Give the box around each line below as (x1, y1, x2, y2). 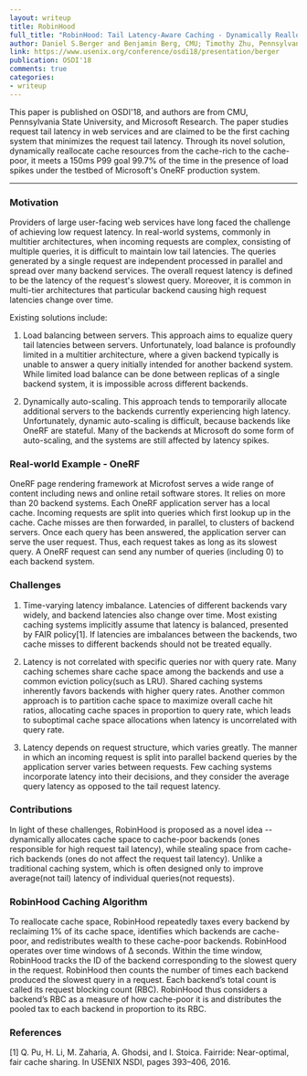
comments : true (9, 65, 68, 74)
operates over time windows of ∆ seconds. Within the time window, (9, 945, 263, 956)
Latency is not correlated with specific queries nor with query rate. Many (22, 656, 297, 667)
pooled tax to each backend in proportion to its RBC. (9, 1004, 207, 1015)
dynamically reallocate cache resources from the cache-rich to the (9, 145, 261, 156)
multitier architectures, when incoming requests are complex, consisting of (9, 236, 291, 247)
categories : (9, 73, 55, 82)
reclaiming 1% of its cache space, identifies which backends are (9, 926, 251, 937)
